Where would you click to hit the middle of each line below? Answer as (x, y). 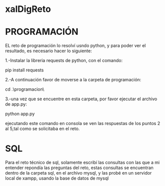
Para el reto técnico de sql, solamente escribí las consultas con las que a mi (82, 163)
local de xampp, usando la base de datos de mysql (57, 178)
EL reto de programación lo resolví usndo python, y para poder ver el (76, 46)
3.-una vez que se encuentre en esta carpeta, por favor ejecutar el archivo (81, 99)
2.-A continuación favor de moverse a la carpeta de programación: (73, 80)
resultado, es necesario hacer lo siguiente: (49, 51)
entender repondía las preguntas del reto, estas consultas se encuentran (79, 168)
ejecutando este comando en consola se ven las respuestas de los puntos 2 (82, 124)
